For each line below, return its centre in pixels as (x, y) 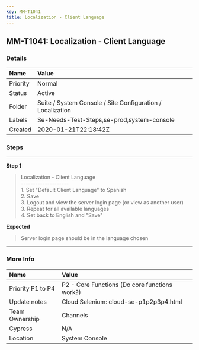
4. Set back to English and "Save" (62, 215)
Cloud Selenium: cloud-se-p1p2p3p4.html (122, 302)
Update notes (28, 302)
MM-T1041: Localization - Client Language (86, 41)
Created (20, 130)
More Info (20, 259)
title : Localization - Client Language (55, 17)
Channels (75, 315)
